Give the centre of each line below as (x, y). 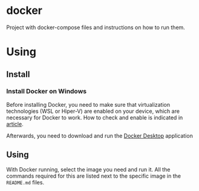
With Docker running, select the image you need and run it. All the (88, 169)
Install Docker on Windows (47, 92)
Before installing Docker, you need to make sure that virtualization (88, 104)
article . (15, 124)
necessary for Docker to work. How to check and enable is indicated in (95, 117)
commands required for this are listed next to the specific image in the (94, 176)
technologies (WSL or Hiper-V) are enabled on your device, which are (93, 111)
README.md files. (25, 182)
